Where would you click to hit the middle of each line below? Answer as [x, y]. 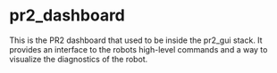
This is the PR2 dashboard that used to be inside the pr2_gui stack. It [136, 40]
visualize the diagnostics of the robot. [79, 59]
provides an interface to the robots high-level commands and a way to [138, 49]
